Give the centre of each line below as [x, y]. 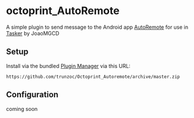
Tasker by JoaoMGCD [33, 33]
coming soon [22, 109]
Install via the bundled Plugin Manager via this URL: [68, 66]
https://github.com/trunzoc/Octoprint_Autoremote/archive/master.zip [93, 77]
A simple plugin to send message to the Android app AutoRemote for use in [97, 27]
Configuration [32, 95]
